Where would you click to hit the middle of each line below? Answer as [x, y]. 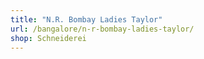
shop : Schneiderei [48, 38]
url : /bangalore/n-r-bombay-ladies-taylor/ [102, 29]
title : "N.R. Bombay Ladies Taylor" [86, 19]
